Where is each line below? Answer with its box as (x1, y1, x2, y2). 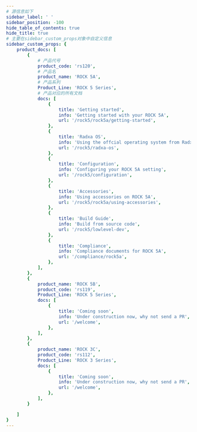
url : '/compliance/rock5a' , (58, 254, 127, 260)
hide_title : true (6, 30, 49, 36)
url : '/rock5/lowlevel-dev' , (58, 226, 130, 232)
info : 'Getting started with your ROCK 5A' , (58, 112, 169, 118)
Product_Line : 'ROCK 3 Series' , (37, 357, 117, 363)
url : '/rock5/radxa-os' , (58, 145, 119, 151)
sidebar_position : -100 (6, 19, 64, 25)
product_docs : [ (16, 47, 57, 53)
